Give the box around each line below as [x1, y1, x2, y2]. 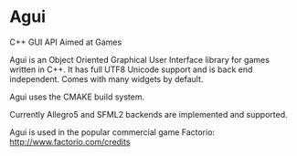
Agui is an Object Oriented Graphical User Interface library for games [9, 54, 270, 65]
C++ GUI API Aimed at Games [9, 36, 122, 47]
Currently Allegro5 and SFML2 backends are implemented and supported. [9, 109, 288, 120]
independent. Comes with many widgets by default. [9, 73, 204, 84]
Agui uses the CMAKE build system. [9, 91, 144, 102]
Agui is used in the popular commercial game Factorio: [9, 126, 216, 138]
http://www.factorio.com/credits [9, 136, 131, 147]
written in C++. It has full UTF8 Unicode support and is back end [9, 64, 253, 75]
